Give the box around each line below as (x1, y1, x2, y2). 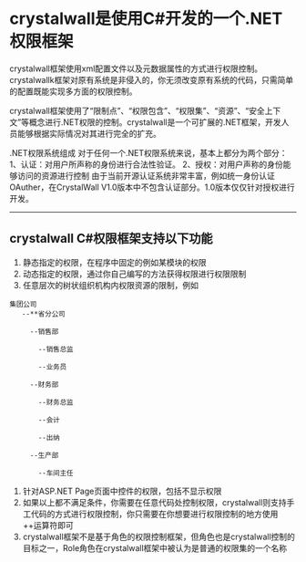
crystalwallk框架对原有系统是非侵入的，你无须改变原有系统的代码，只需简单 (9, 74, 294, 85)
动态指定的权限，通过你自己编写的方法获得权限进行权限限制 (22, 268, 247, 279)
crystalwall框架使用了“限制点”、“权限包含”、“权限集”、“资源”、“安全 (9, 105, 266, 116)
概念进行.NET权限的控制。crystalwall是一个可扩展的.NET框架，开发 (28, 116, 281, 128)
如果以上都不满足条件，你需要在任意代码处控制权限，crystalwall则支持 (22, 496, 287, 507)
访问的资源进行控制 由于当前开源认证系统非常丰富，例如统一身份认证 (16, 170, 275, 181)
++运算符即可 (22, 519, 75, 530)
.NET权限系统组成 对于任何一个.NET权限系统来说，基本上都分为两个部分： (9, 147, 289, 158)
